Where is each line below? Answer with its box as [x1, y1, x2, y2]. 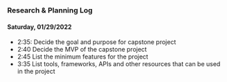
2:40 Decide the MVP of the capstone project [17, 45, 147, 54]
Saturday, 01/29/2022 [7, 23, 72, 31]
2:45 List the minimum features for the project [17, 52, 149, 61]
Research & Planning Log [7, 6, 93, 15]
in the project [17, 68, 55, 76]
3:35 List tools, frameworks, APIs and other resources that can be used [17, 60, 221, 68]
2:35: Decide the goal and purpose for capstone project [17, 38, 176, 46]
